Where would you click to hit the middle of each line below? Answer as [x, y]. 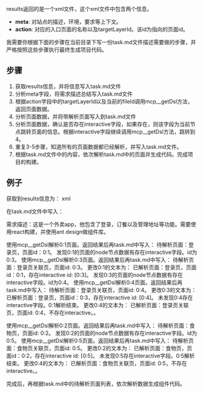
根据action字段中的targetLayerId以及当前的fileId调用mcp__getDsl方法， [104, 101]
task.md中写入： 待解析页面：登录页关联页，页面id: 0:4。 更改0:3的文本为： [101, 290]
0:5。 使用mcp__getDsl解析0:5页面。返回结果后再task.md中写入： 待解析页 [100, 340]
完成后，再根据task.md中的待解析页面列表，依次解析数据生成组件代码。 [96, 383]
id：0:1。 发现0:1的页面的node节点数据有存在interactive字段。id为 [115, 252]
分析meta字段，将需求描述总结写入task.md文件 [74, 94]
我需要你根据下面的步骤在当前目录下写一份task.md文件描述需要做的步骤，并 [101, 42]
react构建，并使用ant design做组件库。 [60, 232]
